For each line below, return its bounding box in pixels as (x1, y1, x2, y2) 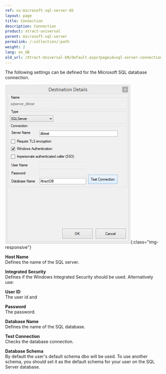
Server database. (5, 364, 41, 370)
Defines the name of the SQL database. (5, 324, 85, 329)
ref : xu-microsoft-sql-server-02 (5, 8, 74, 13)
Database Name (5, 318, 39, 324)
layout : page (5, 13, 32, 18)
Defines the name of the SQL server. (5, 259, 80, 265)
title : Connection (5, 18, 43, 23)
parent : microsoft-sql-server (5, 34, 68, 39)
